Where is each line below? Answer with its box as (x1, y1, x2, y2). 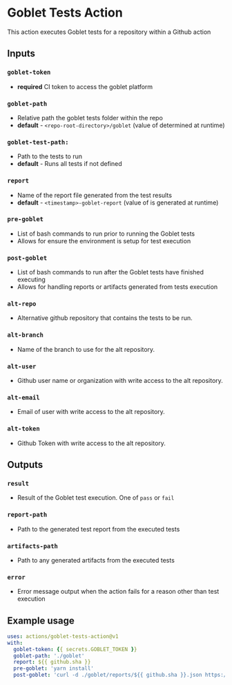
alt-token (7, 425, 40, 433)
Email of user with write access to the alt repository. (17, 408, 166, 416)
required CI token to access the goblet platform (17, 82, 153, 91)
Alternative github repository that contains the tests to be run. (17, 314, 193, 322)
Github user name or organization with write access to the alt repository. (17, 377, 223, 384)
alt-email (7, 393, 40, 402)
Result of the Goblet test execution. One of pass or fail (17, 494, 175, 502)
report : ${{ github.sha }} (13, 659, 91, 666)
